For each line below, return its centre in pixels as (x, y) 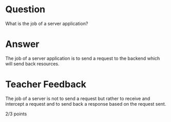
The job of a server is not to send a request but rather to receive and (78, 99)
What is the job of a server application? (47, 23)
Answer (22, 44)
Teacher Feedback (46, 84)
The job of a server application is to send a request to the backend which (83, 58)
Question (25, 9)
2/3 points (16, 114)
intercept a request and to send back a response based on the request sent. (86, 104)
